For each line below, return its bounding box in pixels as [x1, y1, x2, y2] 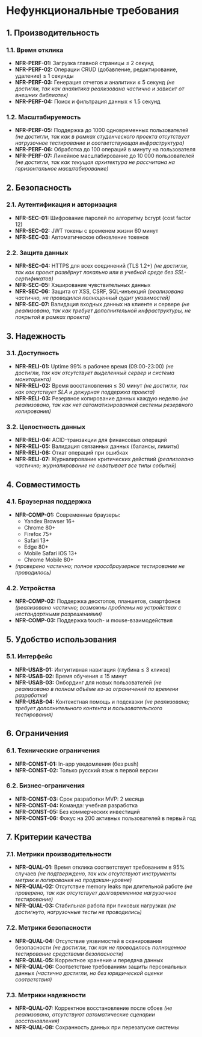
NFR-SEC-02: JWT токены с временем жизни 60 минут [14, 227, 159, 234]
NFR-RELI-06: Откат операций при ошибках [14, 449, 128, 456]
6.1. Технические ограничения [6, 746, 100, 755]
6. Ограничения [6, 728, 69, 739]
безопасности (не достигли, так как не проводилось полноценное [14, 944, 186, 951]
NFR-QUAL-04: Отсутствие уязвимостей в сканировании [14, 937, 162, 944]
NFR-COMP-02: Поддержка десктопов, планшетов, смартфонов [14, 597, 181, 605]
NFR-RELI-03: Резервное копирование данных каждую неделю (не [14, 394, 189, 402]
